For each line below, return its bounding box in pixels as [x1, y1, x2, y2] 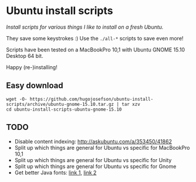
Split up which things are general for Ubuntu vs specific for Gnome [14, 163, 177, 170]
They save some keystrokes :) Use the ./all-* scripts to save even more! [6, 35, 184, 42]
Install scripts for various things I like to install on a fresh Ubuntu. [6, 23, 164, 30]
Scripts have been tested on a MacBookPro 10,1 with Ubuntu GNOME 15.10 [6, 46, 185, 53]
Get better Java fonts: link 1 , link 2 [14, 169, 97, 176]
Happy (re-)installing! [6, 63, 58, 71]
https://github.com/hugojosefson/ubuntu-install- [29, 96, 154, 102]
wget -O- [6, 96, 28, 102]
